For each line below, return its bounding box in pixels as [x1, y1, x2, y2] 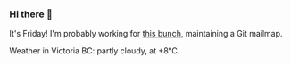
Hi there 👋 [9, 8, 54, 20]
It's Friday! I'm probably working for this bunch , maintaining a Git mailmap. [9, 28, 283, 39]
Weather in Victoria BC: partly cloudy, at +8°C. [9, 45, 180, 56]
